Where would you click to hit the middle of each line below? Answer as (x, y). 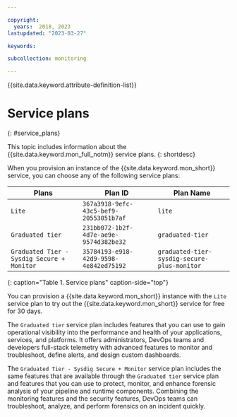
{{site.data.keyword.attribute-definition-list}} (72, 85)
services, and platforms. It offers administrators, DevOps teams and (106, 340)
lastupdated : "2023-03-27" (47, 33)
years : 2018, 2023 (42, 27)
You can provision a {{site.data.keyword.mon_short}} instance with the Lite (117, 296)
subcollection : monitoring (47, 59)
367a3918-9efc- (108, 204)
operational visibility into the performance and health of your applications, (115, 332)
